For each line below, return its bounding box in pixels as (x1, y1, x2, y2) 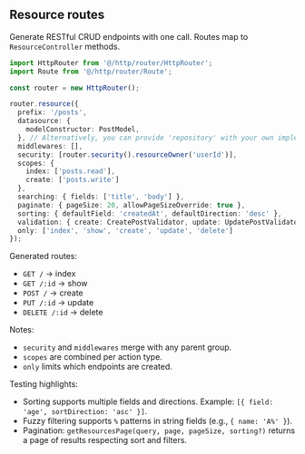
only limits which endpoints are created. (22, 362, 172, 372)
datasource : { (17, 117, 71, 126)
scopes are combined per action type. (22, 352, 163, 362)
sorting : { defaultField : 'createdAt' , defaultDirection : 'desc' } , (17, 208, 282, 218)
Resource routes (9, 7, 105, 23)
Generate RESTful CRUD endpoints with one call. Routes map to (9, 31, 249, 42)
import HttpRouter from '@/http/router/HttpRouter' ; (9, 58, 213, 67)
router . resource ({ (9, 100, 79, 109)
